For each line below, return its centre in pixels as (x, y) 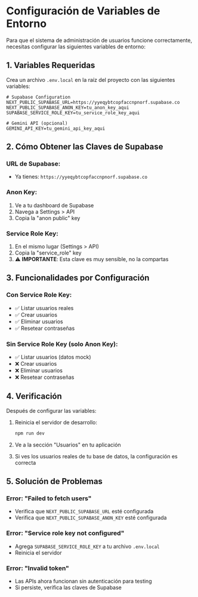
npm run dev (30, 433)
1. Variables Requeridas (51, 65)
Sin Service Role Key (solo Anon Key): (62, 344)
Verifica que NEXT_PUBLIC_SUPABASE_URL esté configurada (84, 512)
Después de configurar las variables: (51, 411)
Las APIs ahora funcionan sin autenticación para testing (83, 581)
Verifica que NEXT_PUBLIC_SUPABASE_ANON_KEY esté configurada (91, 518)
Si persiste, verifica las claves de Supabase (68, 587)
